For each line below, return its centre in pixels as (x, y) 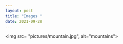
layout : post (19, 11)
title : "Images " (24, 16)
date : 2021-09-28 (24, 21)
